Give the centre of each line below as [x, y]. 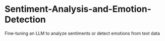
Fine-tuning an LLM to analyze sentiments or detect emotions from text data [82, 33]
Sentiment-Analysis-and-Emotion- [78, 9]
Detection [25, 20]
